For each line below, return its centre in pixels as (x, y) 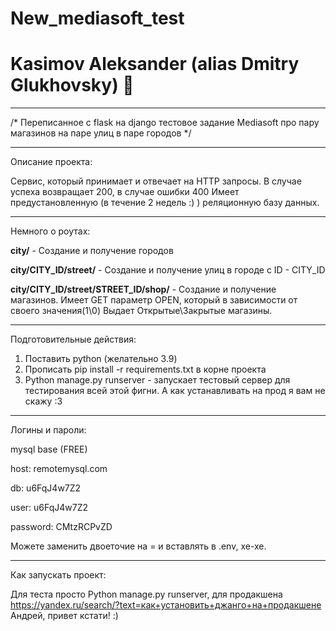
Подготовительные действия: (73, 339)
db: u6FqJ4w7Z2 (46, 488)
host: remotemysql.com (59, 469)
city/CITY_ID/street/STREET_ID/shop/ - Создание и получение (143, 289)
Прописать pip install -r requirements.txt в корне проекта (145, 369)
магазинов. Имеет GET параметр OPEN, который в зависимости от (154, 300)
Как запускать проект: (58, 575)
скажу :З (43, 401)
